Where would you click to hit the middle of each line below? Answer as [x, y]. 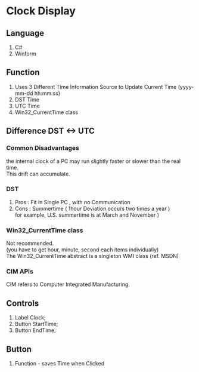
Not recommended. [30, 244]
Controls [23, 303]
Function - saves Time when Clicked [60, 364]
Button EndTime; [35, 330]
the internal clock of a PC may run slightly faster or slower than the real [93, 161]
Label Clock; [30, 318]
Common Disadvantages [43, 148]
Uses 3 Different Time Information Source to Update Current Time [96, 87]
